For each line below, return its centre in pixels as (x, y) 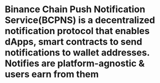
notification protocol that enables (77, 31)
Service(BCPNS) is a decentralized (80, 20)
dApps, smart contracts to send (74, 42)
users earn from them (52, 74)
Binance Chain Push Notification (75, 9)
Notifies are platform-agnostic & (75, 63)
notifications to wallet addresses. (77, 53)
